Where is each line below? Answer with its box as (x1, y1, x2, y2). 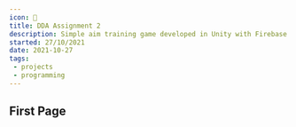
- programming (12, 71, 66, 80)
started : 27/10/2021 (9, 37, 86, 47)
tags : (9, 54, 29, 63)
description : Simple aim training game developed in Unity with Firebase (9, 29, 288, 38)
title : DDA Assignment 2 (9, 21, 101, 30)
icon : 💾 (9, 12, 38, 22)
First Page (9, 104, 66, 119)
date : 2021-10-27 (9, 46, 74, 55)
